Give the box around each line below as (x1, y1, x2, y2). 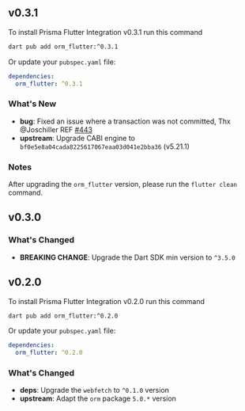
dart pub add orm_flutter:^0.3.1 (8, 43, 119, 51)
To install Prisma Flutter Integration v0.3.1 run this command (8, 27, 203, 36)
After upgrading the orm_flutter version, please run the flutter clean (8, 180, 238, 189)
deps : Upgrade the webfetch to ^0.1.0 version (19, 386, 170, 395)
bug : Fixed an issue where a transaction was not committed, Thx (19, 116, 231, 126)
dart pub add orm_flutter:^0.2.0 (8, 312, 119, 320)
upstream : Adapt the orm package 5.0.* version (19, 394, 176, 403)
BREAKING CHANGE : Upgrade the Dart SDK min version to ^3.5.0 (19, 253, 236, 262)
